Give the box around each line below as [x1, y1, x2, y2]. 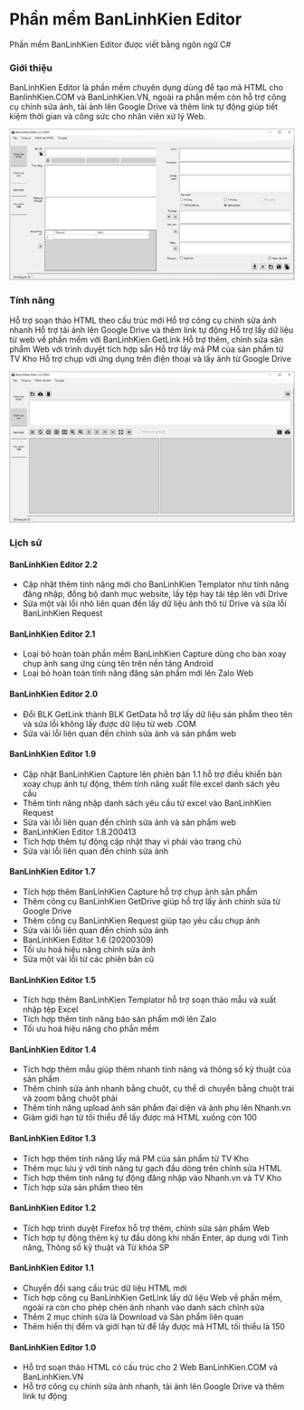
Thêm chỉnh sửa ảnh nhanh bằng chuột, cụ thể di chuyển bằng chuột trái [22, 1084, 295, 1094]
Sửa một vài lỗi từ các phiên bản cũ [22, 953, 155, 964]
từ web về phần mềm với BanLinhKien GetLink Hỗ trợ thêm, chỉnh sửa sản [9, 334, 283, 345]
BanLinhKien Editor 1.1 [9, 1263, 94, 1273]
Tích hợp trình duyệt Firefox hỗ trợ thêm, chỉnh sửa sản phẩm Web [22, 1222, 270, 1234]
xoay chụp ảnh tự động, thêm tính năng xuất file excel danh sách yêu [22, 778, 280, 789]
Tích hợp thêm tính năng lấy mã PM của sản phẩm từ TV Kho [22, 1153, 249, 1164]
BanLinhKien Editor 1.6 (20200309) [22, 934, 154, 945]
